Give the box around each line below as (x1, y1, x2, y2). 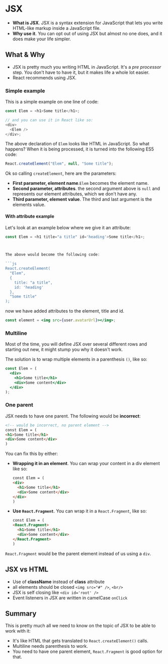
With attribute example (5, 213, 54, 219)
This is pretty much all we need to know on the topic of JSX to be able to (5, 623, 156, 629)
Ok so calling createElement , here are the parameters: (5, 170, 117, 177)
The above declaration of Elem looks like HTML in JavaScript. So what (5, 141, 150, 147)
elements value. (12, 201, 46, 208)
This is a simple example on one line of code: (5, 99, 99, 105)
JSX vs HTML (5, 565, 49, 574)
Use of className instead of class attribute (12, 579, 105, 585)
